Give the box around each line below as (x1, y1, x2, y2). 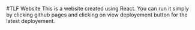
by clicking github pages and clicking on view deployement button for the (6, 11, 188, 18)
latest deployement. (6, 18, 55, 24)
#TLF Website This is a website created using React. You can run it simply (6, 5, 189, 12)
